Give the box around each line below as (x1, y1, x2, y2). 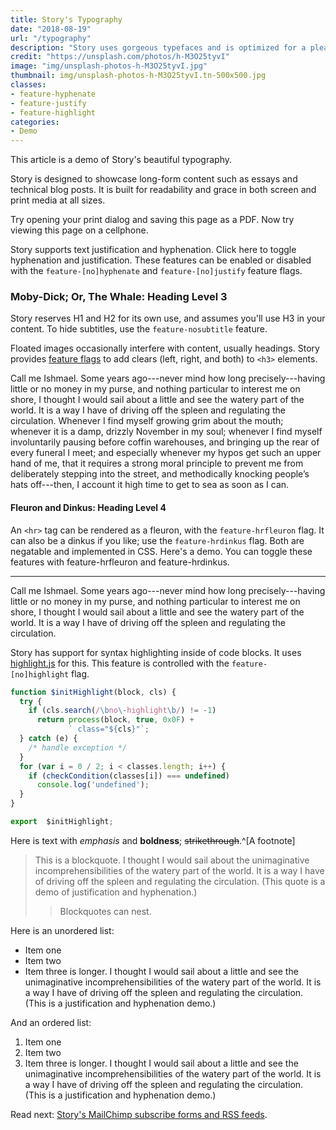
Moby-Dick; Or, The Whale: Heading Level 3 (10, 290, 228, 304)
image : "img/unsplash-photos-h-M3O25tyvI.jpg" (10, 61, 208, 71)
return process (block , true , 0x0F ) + (36, 715, 195, 725)
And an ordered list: (10, 1016, 92, 1028)
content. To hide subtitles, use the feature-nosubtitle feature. (10, 323, 268, 335)
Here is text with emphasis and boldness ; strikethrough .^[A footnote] (10, 834, 296, 846)
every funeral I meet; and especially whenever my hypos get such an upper (10, 447, 322, 459)
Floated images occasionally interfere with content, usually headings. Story (10, 342, 320, 355)
